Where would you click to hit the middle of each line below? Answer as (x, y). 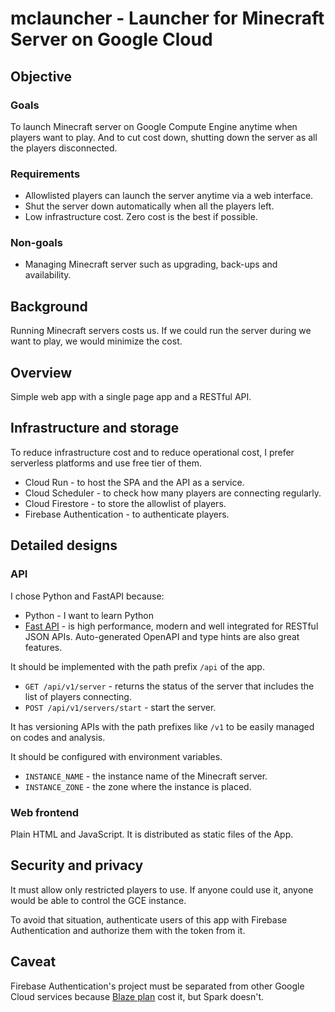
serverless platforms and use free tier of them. (106, 463)
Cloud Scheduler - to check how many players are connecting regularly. (173, 493)
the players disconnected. (64, 148)
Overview (41, 372)
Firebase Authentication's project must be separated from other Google (157, 986)
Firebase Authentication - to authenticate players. (127, 514)
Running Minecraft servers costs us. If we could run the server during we (161, 331)
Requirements (45, 174)
